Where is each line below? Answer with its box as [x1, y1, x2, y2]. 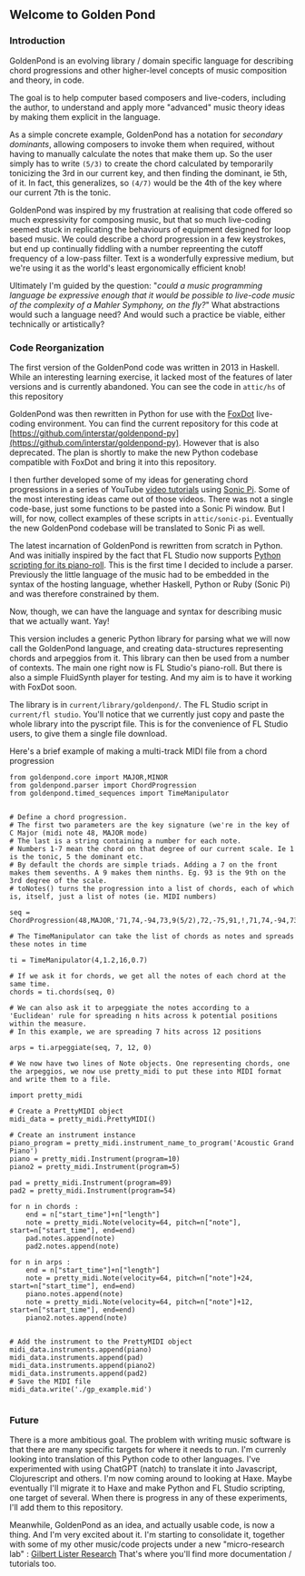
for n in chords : [9, 1202, 79, 1211]
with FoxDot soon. [9, 681, 77, 692]
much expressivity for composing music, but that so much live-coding [9, 213, 271, 225]
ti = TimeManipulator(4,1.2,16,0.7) [9, 956, 148, 965]
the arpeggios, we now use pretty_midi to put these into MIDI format [9, 1066, 282, 1075]
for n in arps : [9, 1257, 71, 1266]
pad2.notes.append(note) [25, 1242, 120, 1251]
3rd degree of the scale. [9, 876, 107, 885]
